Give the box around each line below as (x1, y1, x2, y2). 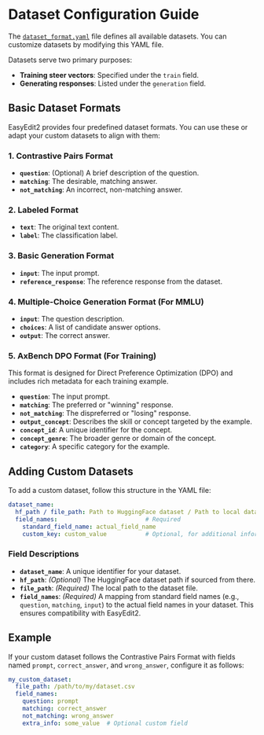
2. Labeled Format (8, 204, 79, 215)
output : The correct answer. (19, 330, 111, 340)
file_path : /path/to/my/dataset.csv (15, 682, 135, 691)
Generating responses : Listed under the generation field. (19, 79, 207, 88)
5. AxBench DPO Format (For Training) (8, 350, 157, 361)
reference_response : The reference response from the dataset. (19, 277, 222, 286)
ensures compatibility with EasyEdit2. (19, 608, 141, 618)
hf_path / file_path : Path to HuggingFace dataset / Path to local (15, 508, 241, 516)
